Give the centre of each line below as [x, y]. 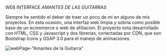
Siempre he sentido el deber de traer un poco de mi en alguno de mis [78, 17]
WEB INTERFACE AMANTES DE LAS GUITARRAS [56, 7]
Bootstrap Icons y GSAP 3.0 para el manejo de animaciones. [68, 38]
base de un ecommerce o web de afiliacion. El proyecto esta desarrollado [82, 28]
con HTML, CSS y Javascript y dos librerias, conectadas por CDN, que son [83, 33]
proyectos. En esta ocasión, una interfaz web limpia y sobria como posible [83, 22]
